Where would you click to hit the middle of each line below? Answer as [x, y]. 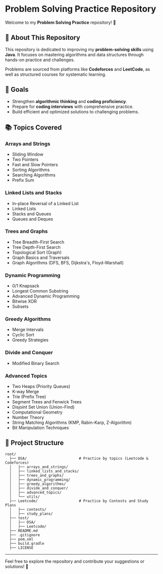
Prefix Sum [23, 180]
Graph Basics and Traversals [41, 257]
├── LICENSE [22, 548]
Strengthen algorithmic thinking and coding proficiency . [70, 101]
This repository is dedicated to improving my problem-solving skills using [79, 49]
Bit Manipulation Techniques [41, 428]
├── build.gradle [27, 543]
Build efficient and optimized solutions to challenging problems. [75, 112]
